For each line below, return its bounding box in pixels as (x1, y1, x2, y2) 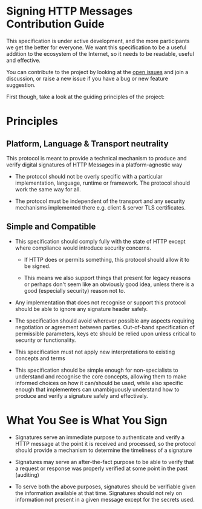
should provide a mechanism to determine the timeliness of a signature (15, 446, 192, 454)
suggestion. (6, 81, 36, 89)
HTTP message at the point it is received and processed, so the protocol (15, 440, 196, 447)
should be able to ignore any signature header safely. (15, 305, 148, 312)
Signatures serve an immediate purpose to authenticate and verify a (15, 433, 185, 441)
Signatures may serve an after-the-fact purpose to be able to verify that (15, 458, 194, 465)
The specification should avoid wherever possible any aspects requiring (15, 317, 195, 324)
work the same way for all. (15, 185, 82, 193)
